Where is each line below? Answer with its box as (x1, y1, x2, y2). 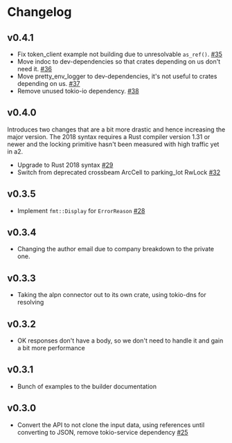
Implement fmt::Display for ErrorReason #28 (17, 206, 145, 215)
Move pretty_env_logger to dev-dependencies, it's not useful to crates (17, 72, 217, 80)
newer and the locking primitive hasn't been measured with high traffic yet (7, 140, 220, 148)
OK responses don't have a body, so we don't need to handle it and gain (17, 336, 224, 345)
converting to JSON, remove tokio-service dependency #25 (17, 428, 188, 436)
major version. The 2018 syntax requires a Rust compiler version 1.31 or (7, 132, 211, 141)
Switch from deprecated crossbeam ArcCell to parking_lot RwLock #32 (17, 168, 221, 177)
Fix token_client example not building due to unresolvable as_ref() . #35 (17, 50, 223, 58)
